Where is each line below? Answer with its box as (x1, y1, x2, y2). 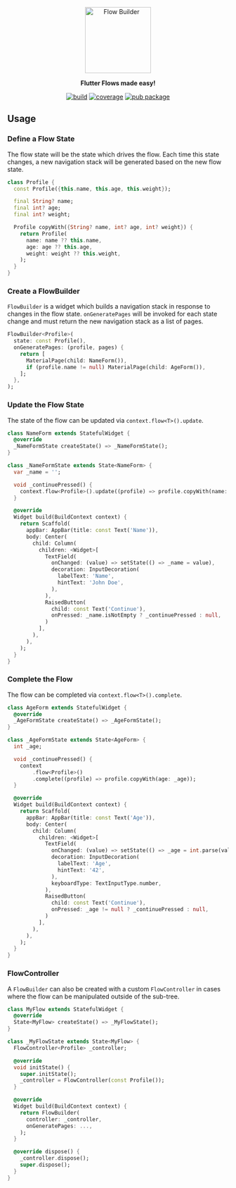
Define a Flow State (7, 134, 75, 144)
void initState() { (13, 1064, 71, 1071)
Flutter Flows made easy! (80, 79, 156, 87)
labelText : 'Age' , (57, 860, 112, 867)
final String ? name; (13, 198, 74, 205)
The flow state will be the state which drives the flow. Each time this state (7, 150, 220, 159)
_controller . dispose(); (20, 1155, 90, 1162)
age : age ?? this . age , (25, 243, 93, 250)
